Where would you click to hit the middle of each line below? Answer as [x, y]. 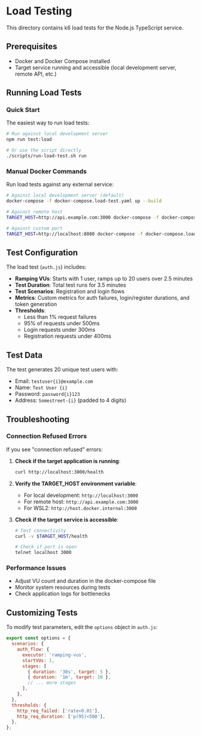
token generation [36, 304]
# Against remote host [34, 211]
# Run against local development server [57, 134]
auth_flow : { [33, 649]
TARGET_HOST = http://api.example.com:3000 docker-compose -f [83, 217]
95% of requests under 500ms [62, 323]
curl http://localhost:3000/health [59, 472]
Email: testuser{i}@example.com [54, 381]
